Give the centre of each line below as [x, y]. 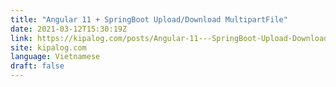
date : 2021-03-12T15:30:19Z [69, 29]
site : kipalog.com [48, 47]
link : [21, 38]
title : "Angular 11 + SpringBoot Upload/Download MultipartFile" [149, 19]
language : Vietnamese [55, 57]
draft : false [37, 66]
